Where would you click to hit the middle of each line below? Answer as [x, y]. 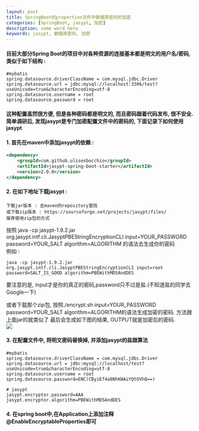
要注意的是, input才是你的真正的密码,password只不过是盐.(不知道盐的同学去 [99, 284]
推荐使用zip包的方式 [28, 218]
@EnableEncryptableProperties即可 [51, 421]
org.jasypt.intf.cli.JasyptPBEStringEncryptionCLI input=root [85, 268]
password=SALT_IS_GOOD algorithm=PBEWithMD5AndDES [70, 273]
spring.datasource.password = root [50, 100]
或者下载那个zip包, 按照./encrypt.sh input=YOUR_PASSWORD [81, 304]
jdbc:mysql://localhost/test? [107, 363]
